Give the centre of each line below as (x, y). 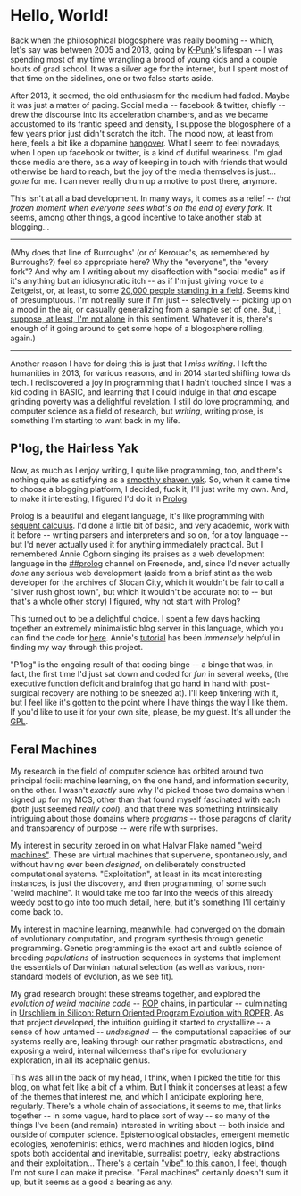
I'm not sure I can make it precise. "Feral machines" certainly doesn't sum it (149, 1172)
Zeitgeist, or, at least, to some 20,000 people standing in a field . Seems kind (150, 290)
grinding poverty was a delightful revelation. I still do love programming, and (150, 401)
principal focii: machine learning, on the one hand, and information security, (150, 780)
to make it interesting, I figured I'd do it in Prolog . (100, 498)
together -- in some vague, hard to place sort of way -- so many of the (140, 1115)
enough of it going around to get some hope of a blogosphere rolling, (138, 328)
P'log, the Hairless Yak (74, 449)
